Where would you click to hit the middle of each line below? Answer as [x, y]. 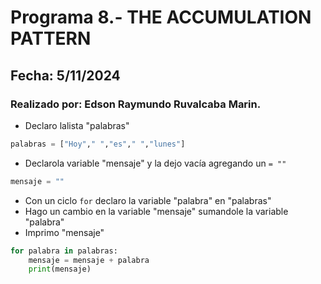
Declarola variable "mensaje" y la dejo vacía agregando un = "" [155, 163]
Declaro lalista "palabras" [77, 125]
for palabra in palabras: [64, 251]
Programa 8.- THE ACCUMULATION [161, 17]
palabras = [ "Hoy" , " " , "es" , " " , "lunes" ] [98, 144]
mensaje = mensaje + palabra [89, 260]
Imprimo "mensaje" [64, 232]
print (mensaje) [60, 269]
